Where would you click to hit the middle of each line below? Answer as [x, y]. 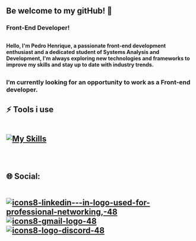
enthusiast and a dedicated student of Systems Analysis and [83, 52]
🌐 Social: [23, 176]
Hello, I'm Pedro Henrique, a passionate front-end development [86, 46]
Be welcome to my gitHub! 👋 [59, 11]
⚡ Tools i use [30, 110]
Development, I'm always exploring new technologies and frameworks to [98, 58]
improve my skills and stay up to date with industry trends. [80, 64]
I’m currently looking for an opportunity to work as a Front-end [98, 83]
